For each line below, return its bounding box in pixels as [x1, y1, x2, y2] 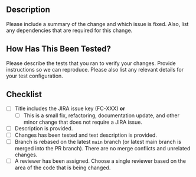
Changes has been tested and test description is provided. [14, 131, 158, 139]
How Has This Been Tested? [6, 44, 111, 54]
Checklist [6, 89, 43, 99]
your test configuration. [6, 72, 63, 79]
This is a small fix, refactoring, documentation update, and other [23, 112, 180, 119]
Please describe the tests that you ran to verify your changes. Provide [6, 59, 176, 67]
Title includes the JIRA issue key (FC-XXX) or [14, 105, 126, 112]
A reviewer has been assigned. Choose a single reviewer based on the [14, 157, 186, 165]
